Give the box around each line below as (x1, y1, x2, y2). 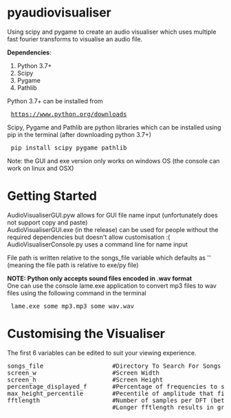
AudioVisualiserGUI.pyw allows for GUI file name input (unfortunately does (7, 211, 218, 219)
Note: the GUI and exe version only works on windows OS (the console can (7, 156, 220, 165)
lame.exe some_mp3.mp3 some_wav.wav (10, 302, 135, 310)
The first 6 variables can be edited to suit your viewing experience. (7, 348, 197, 357)
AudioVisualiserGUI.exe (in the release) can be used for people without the (7, 225, 219, 233)
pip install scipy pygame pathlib (10, 143, 127, 151)
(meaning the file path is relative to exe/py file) (7, 260, 139, 269)
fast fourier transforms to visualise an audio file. (7, 34, 143, 43)
